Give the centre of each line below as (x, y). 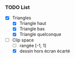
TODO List (18, 7)
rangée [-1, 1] (33, 45)
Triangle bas (32, 29)
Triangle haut (33, 23)
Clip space (23, 40)
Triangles (22, 18)
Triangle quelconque (40, 34)
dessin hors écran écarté (45, 51)
